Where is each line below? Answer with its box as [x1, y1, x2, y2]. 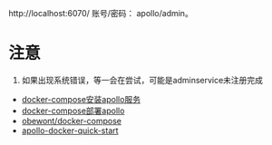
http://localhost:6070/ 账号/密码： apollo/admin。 [8, 8, 194, 18]
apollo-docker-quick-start [21, 125, 119, 136]
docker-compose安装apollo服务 [21, 93, 141, 104]
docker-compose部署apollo [21, 105, 125, 116]
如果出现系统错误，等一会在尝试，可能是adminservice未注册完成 [21, 74, 264, 85]
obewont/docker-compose [21, 115, 121, 126]
